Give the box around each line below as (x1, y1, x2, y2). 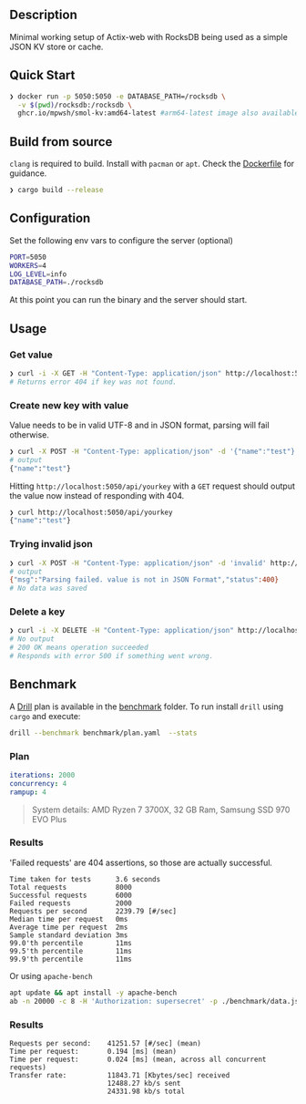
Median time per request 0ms (9, 914, 128, 923)
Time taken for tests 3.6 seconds (9, 874, 161, 883)
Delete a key (9, 605, 66, 618)
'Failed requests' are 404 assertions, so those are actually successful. (9, 857, 273, 868)
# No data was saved (9, 583, 88, 593)
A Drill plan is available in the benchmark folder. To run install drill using (9, 701, 284, 712)
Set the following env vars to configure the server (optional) (9, 234, 234, 245)
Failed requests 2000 (9, 898, 132, 908)
